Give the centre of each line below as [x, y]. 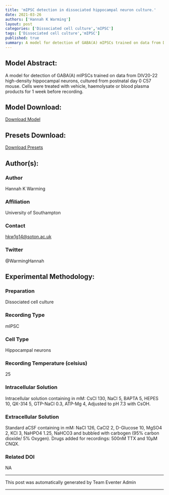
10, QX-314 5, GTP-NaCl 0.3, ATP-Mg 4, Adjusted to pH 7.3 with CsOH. [78, 404]
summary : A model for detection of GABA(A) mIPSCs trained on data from [83, 43]
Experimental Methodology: [50, 277]
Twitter [14, 250]
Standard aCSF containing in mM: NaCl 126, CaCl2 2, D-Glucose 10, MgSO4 [84, 427]
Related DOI [20, 457]
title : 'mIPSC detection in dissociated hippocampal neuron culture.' [81, 10]
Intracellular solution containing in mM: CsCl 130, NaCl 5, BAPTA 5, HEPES [82, 398]
